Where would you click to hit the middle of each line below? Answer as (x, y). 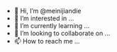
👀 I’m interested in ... (44, 18)
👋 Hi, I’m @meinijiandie (48, 11)
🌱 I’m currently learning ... (52, 26)
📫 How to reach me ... (47, 41)
